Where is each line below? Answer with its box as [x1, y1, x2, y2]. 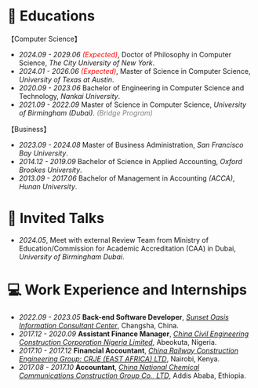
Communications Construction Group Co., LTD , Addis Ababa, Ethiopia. [18, 371, 246, 380]
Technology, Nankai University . [18, 91, 121, 101]
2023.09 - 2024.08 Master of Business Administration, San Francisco [18, 140, 244, 149]
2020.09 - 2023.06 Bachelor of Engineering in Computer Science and [18, 82, 245, 93]
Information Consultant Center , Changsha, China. [18, 320, 180, 330]
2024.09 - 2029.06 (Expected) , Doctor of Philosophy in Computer [18, 49, 232, 59]
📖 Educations [7, 7, 96, 25]
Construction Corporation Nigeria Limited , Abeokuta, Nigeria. [18, 337, 217, 346]
